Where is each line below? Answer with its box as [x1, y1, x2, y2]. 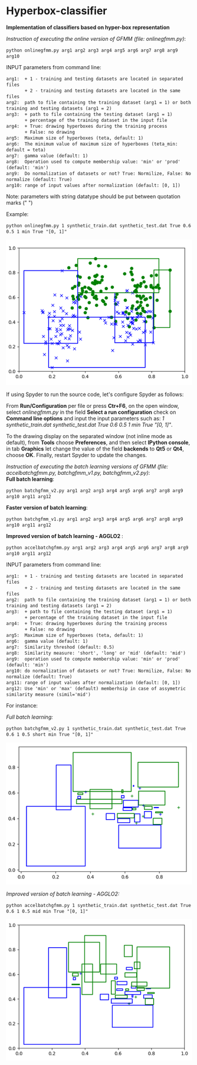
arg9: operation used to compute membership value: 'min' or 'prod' [6, 656, 181, 662]
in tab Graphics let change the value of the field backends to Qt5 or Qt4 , [6, 445, 185, 452]
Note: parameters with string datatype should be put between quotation [6, 192, 181, 200]
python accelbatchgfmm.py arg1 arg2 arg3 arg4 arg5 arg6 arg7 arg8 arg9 [6, 545, 189, 551]
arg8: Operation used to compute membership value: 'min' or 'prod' [6, 159, 181, 165]
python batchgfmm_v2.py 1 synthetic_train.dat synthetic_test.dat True [6, 726, 186, 732]
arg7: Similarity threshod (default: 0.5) [6, 644, 115, 651]
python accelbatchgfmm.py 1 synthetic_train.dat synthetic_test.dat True [6, 903, 192, 909]
